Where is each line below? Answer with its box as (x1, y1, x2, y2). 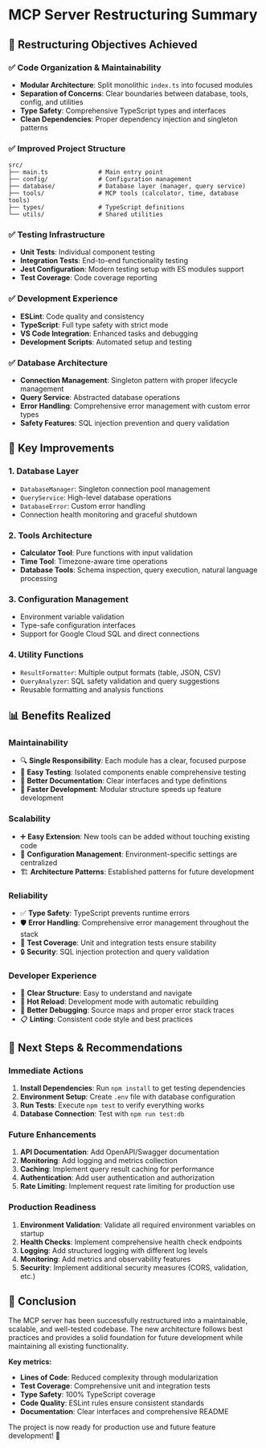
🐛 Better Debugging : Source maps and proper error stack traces (19, 1005, 235, 1015)
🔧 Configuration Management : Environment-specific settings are (19, 849, 238, 859)
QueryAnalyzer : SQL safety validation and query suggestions (19, 676, 220, 686)
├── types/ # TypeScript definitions (8, 204, 185, 212)
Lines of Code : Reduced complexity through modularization (19, 1372, 219, 1382)
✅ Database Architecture (8, 357, 108, 368)
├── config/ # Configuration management (8, 175, 193, 184)
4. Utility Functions (8, 650, 84, 661)
